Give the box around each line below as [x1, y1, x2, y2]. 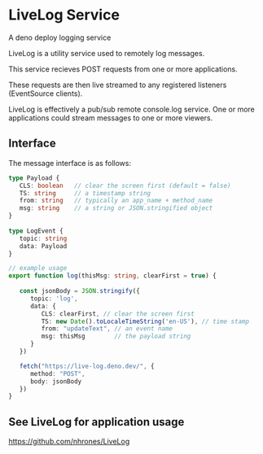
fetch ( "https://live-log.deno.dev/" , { [19, 362, 155, 370]
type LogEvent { [8, 226, 64, 235]
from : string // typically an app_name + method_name [19, 197, 213, 205]
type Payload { [8, 173, 60, 182]
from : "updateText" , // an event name [41, 325, 173, 333]
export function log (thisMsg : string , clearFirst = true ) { [8, 272, 217, 280]
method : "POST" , [29, 369, 85, 378]
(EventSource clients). [8, 88, 83, 98]
